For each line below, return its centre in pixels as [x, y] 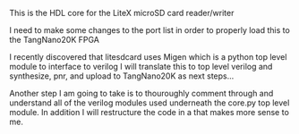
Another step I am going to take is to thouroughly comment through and [141, 93]
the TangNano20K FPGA [55, 40]
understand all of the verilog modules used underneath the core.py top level [149, 103]
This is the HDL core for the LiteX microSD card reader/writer [122, 13]
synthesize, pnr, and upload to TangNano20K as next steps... [122, 76]
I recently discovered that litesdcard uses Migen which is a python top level [148, 57]
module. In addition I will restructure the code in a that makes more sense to [149, 112]
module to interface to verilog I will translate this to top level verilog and [141, 67]
